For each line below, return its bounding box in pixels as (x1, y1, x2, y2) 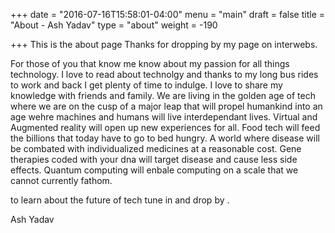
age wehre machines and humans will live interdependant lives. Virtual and (10, 111, 318, 123)
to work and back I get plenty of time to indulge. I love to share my (10, 79, 283, 91)
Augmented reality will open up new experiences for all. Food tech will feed (10, 122, 321, 133)
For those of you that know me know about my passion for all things (10, 58, 290, 69)
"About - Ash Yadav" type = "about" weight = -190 (10, 19, 218, 31)
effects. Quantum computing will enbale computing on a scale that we (10, 164, 299, 176)
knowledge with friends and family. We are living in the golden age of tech (10, 90, 316, 101)
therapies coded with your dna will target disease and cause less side (10, 154, 298, 165)
